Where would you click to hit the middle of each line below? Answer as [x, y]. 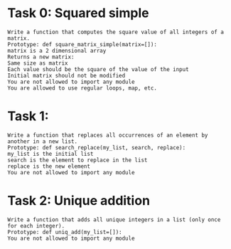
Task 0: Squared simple [78, 13]
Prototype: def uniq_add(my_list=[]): [65, 232]
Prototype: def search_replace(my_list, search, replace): [97, 147]
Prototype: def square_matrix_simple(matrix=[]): [82, 44]
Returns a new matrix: [41, 57]
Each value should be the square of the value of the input [98, 69]
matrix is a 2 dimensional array [57, 51]
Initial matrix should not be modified [66, 75]
